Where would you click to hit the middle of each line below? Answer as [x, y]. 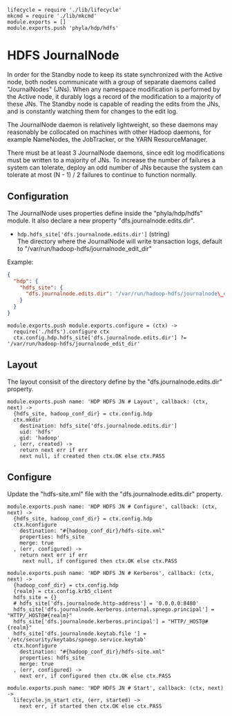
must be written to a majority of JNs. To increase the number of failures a [112, 160]
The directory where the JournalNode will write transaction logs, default [119, 241]
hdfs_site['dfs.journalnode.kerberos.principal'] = [89, 621]
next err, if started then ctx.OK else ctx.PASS [91, 706]
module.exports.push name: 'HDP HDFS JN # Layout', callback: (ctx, [108, 402]
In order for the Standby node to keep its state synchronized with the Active [115, 74]
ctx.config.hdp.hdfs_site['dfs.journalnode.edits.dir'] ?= [100, 338]
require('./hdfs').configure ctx [61, 332]
